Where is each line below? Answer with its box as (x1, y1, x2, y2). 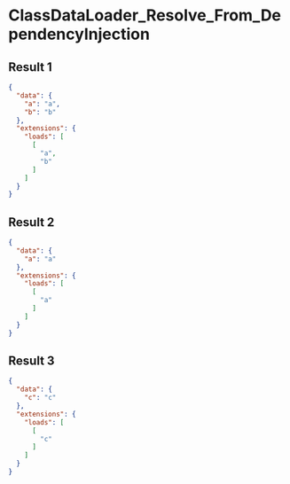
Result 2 (8, 215, 55, 230)
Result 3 (8, 353, 55, 368)
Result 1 (8, 59, 52, 74)
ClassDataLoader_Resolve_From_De (8, 5, 281, 26)
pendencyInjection (8, 24, 150, 44)
